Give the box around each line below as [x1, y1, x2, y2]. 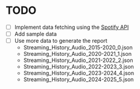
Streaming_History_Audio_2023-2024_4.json [23, 70, 134, 77]
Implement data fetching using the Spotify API [14, 23, 129, 31]
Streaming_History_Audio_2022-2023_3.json [23, 63, 134, 70]
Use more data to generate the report [14, 37, 108, 44]
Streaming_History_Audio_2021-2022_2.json [23, 57, 133, 64]
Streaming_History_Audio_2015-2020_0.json [23, 44, 133, 51]
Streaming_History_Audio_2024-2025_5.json [23, 76, 134, 83]
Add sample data [14, 31, 57, 37]
